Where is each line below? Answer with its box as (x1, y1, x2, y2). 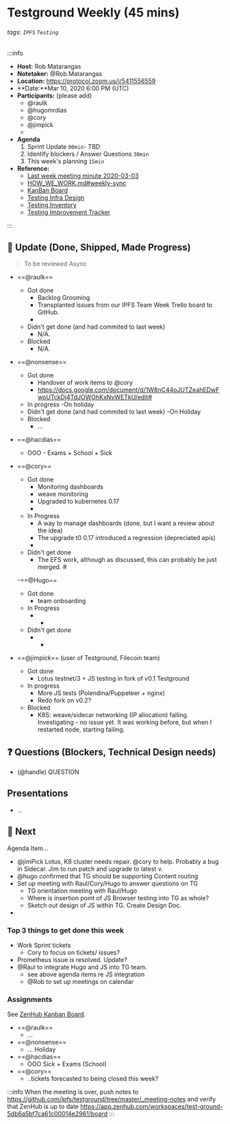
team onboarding (37, 597, 86, 605)
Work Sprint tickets (16, 941, 71, 949)
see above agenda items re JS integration (27, 970, 145, 979)
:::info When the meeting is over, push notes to (7, 1088, 139, 1096)
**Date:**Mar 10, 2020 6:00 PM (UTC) (16, 84, 129, 93)
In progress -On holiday (27, 400, 94, 409)
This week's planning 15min (27, 157, 105, 165)
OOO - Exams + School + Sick (27, 449, 113, 457)
